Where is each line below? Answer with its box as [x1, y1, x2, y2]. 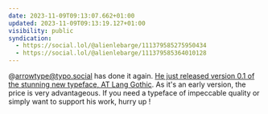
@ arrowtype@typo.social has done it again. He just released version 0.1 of [8, 71, 255, 80]
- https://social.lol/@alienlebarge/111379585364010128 [15, 49, 207, 57]
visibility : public [8, 26, 74, 35]
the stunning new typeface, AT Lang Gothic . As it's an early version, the [8, 79, 246, 89]
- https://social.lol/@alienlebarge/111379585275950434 [15, 42, 207, 50]
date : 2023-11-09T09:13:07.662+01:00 [8, 11, 135, 20]
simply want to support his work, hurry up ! [8, 97, 151, 106]
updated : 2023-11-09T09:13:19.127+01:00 [8, 19, 146, 27]
